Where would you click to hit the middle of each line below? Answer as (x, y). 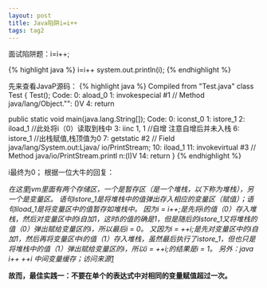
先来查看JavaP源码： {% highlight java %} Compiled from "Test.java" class (131, 86)
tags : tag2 (26, 30)
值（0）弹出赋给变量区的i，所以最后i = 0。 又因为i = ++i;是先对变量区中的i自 (133, 229)
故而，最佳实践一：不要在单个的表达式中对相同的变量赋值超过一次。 (120, 276)
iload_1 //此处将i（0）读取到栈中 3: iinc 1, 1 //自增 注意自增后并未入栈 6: (124, 129)
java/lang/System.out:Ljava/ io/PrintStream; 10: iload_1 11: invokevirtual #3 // (132, 147)
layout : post (30, 16)
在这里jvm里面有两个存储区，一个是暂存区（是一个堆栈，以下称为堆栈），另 (131, 189)
